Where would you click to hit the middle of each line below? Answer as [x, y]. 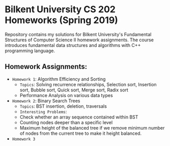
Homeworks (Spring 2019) [61, 20]
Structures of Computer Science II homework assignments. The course [79, 40]
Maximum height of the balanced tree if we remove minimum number [92, 128]
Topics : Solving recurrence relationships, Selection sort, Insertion [88, 84]
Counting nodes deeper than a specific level [66, 122]
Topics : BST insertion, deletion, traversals [63, 106]
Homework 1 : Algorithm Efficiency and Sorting [59, 79]
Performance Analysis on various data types [66, 95]
